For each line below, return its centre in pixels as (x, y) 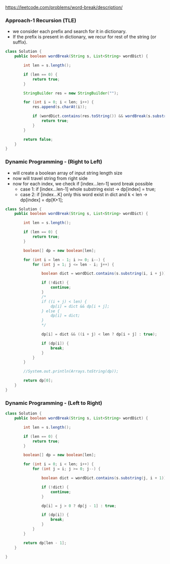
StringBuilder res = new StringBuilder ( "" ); (71, 93)
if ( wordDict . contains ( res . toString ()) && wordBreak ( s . (92, 116)
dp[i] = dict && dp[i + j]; (80, 306)
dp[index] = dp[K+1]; (41, 200)
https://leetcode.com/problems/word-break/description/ (64, 7)
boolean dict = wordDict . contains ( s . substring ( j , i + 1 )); (105, 478)
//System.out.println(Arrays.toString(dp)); (71, 371)
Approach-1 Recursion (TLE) (41, 20)
